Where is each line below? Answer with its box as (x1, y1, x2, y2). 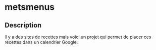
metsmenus (4, 1, 55, 13)
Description (4, 21, 42, 29)
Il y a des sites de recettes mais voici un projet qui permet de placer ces (4, 34, 152, 40)
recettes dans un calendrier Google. (4, 39, 78, 45)
